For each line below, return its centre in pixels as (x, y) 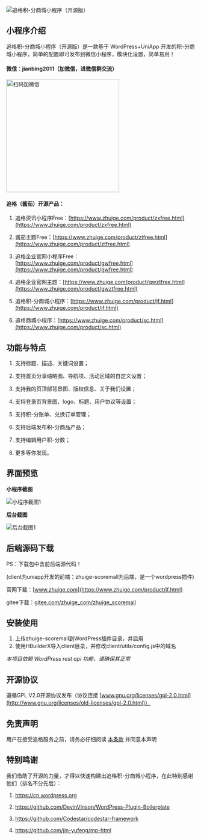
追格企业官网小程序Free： (47, 256)
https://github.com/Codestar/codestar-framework (77, 818)
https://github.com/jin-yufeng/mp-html (63, 830)
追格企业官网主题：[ (40, 282)
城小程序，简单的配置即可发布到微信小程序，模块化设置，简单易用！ (91, 54)
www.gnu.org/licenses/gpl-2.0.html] (146, 696)
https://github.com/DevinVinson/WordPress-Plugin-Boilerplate (92, 807)
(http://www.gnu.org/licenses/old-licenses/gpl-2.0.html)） (78, 703)
